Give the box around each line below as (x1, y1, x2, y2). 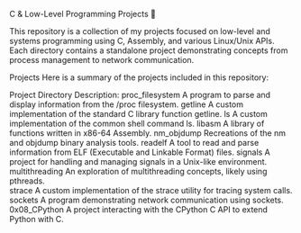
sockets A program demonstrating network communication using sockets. (9, 194, 284, 205)
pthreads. (9, 175, 45, 186)
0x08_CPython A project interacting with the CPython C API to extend (9, 204, 269, 215)
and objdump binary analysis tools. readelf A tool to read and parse (9, 138, 260, 148)
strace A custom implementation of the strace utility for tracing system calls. (9, 185, 293, 195)
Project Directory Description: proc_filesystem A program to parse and (9, 90, 271, 100)
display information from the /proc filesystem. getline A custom (9, 99, 244, 110)
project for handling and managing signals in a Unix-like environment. (9, 157, 268, 166)
